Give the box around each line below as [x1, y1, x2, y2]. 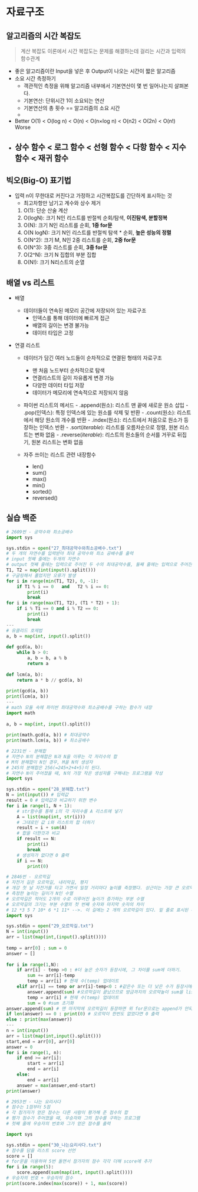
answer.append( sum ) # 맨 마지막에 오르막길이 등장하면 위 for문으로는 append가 [6, 1006, 182, 1012]
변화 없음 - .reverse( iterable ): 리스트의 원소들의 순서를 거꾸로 [34, 431, 176, 438]
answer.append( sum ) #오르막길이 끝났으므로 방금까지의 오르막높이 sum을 [27, 989, 184, 995]
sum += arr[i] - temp [27, 973, 75, 979]
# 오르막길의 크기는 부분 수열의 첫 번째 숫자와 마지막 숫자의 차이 [6, 901, 144, 908]
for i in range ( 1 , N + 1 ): [6, 802, 72, 809]
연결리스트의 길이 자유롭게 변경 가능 [32, 374, 115, 381]
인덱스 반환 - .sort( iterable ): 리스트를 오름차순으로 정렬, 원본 [39, 424, 179, 431]
